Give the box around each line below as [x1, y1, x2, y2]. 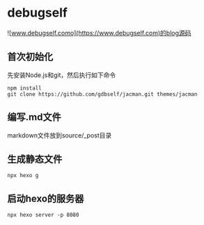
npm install [7, 85, 42, 92]
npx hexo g [7, 172, 39, 179]
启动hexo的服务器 [7, 192, 84, 204]
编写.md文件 [7, 111, 61, 123]
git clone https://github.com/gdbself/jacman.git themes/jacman [7, 90, 198, 98]
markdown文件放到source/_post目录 [7, 131, 112, 140]
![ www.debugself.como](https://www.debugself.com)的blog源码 [7, 28, 191, 37]
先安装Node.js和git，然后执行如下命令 [7, 71, 116, 79]
